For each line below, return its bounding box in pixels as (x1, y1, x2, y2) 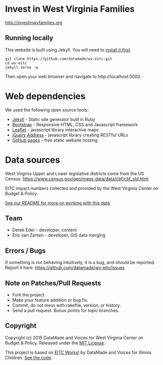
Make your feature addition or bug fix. (12, 297, 89, 303)
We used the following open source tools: (5, 107, 89, 113)
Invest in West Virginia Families (5, 3, 135, 15)
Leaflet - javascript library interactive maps (12, 126, 99, 133)
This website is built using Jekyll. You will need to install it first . (5, 47, 132, 52)
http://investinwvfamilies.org (5, 20, 62, 25)
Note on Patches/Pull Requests (5, 279, 102, 287)
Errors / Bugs (5, 246, 46, 255)
